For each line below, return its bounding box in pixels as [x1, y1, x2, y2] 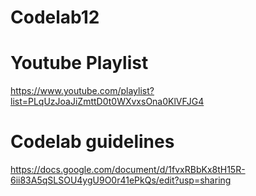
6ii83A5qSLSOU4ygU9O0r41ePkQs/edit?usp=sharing [10, 174, 232, 186]
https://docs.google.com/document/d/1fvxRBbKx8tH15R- [10, 164, 246, 176]
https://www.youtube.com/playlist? [10, 85, 155, 97]
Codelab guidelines [10, 131, 175, 153]
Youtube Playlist [10, 52, 149, 75]
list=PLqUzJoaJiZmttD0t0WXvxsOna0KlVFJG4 [10, 96, 205, 108]
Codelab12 [10, 6, 100, 29]
